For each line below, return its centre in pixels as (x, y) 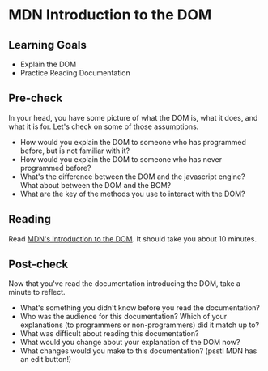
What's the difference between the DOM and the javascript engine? (132, 177)
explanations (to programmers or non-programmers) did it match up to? (140, 325)
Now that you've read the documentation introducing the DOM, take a (125, 284)
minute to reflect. (37, 292)
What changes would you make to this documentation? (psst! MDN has (138, 351)
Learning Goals (48, 45)
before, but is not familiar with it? (75, 151)
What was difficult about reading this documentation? (109, 334)
